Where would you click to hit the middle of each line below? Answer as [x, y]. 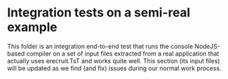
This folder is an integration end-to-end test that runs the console [100, 46]
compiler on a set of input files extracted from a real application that [123, 54]
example [32, 27]
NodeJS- [207, 46]
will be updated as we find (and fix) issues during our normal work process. [114, 68]
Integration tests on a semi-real [99, 13]
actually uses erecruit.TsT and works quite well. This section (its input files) [114, 60]
